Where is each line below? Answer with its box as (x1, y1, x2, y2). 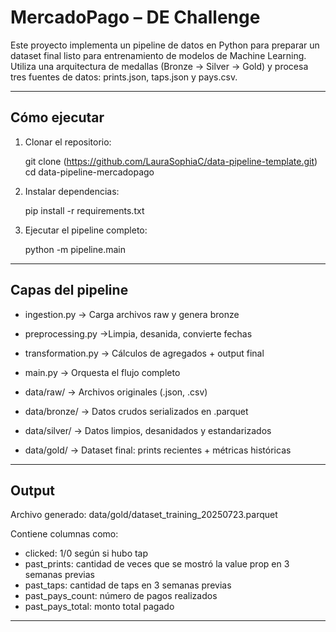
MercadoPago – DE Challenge (10, 6, 261, 29)
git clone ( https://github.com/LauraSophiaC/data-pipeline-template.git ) (24, 155, 318, 167)
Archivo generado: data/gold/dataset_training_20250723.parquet (10, 509, 278, 521)
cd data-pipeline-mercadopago (24, 166, 155, 178)
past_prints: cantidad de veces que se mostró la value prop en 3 (24, 558, 290, 570)
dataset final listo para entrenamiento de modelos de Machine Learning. (10, 49, 307, 61)
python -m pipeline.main (24, 243, 127, 255)
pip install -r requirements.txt (24, 204, 145, 216)
